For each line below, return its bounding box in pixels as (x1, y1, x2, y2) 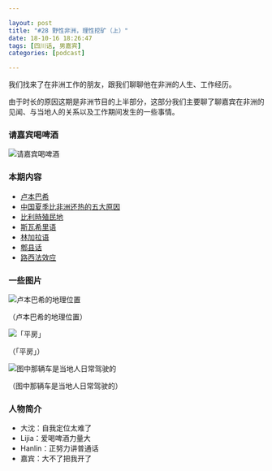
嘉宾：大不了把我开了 (19, 454, 92, 464)
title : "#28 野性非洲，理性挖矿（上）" (8, 26, 128, 35)
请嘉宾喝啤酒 (8, 129, 59, 140)
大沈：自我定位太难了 (19, 423, 92, 433)
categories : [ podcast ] (8, 50, 85, 58)
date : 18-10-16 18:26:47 (8, 34, 93, 42)
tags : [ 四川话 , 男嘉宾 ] (8, 41, 82, 50)
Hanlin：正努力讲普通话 (19, 443, 99, 453)
